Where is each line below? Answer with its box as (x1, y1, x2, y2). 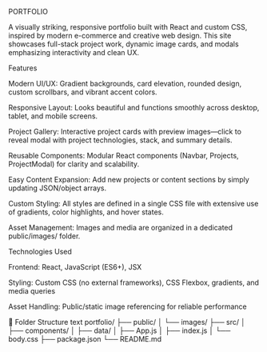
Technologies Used (8, 247, 72, 256)
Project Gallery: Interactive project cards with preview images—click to (8, 127, 242, 136)
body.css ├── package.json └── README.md (8, 334, 162, 343)
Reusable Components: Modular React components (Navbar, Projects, (8, 151, 239, 160)
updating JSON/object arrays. (8, 183, 106, 193)
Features (8, 63, 38, 73)
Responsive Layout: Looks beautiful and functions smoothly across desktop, (8, 103, 260, 112)
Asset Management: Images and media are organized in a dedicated (8, 223, 233, 232)
